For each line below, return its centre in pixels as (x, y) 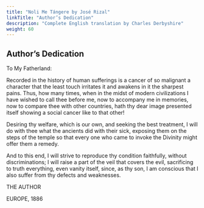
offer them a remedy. (33, 144)
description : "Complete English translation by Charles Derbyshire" (95, 23)
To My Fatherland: (29, 68)
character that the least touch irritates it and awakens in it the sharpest (95, 87)
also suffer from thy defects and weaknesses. (64, 175)
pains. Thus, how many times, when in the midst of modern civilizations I (97, 93)
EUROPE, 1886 (25, 199)
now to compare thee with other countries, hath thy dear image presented (99, 106)
